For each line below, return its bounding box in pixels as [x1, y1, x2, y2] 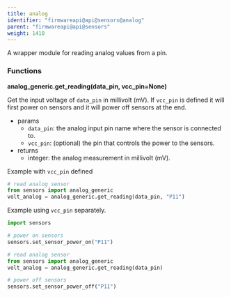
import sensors [7, 220, 51, 227]
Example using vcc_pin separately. [7, 206, 106, 215]
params [17, 116, 40, 125]
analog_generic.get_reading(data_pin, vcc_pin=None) [7, 82, 167, 91]
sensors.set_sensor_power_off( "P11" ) [7, 283, 117, 290]
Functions [7, 66, 42, 76]
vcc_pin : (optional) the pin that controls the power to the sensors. [27, 139, 215, 147]
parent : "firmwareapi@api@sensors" [7, 23, 111, 30]
